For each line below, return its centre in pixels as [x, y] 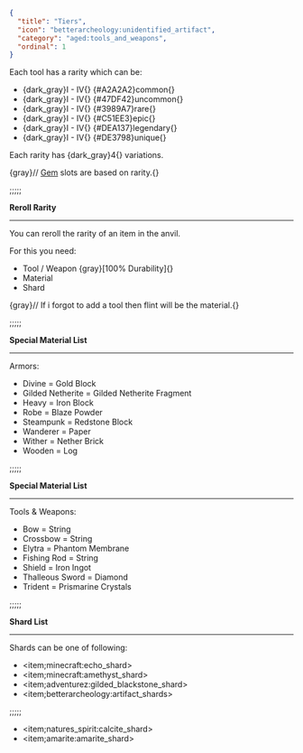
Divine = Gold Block [59, 384]
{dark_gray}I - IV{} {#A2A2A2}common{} [99, 89]
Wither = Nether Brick [63, 442]
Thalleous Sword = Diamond [75, 577]
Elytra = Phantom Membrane [76, 548]
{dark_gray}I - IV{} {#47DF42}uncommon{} [103, 99]
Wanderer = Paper [57, 432]
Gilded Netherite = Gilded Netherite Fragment [107, 394]
